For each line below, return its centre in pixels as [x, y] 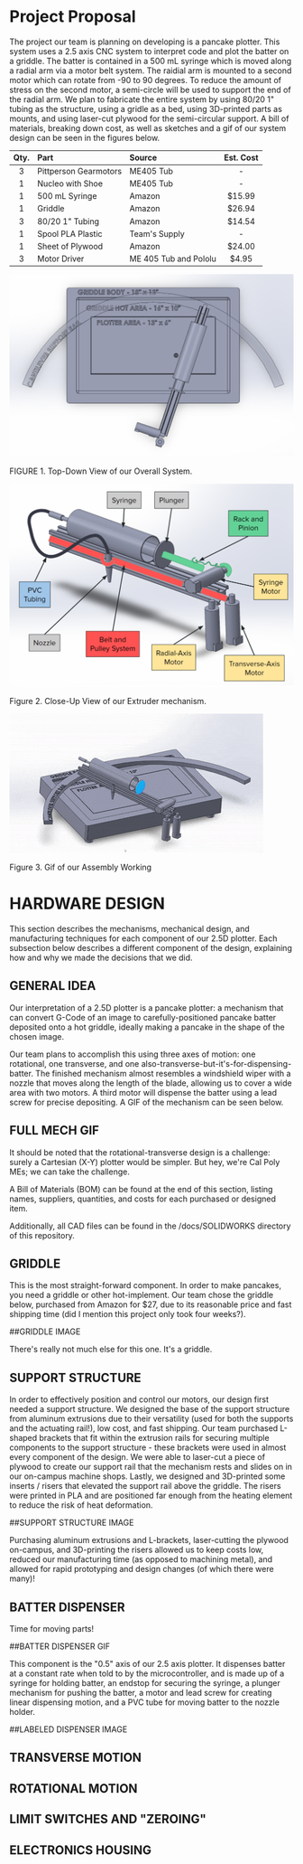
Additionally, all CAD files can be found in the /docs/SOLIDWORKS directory [150, 1226]
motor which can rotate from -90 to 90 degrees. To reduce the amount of [146, 80]
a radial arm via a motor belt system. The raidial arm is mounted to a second [151, 71]
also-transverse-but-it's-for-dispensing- [216, 1063]
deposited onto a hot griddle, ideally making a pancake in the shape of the [147, 1027]
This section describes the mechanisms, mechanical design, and [129, 929]
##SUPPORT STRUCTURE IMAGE [72, 1523]
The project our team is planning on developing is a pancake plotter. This [145, 42]
